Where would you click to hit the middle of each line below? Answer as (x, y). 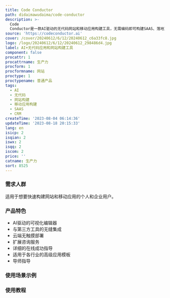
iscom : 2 (14, 152)
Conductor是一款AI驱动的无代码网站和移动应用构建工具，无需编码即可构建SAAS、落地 (87, 29)
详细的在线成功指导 (33, 248)
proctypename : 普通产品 (29, 81)
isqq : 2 (13, 147)
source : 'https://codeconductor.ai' (44, 34)
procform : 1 (18, 67)
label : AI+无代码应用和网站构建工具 (39, 48)
